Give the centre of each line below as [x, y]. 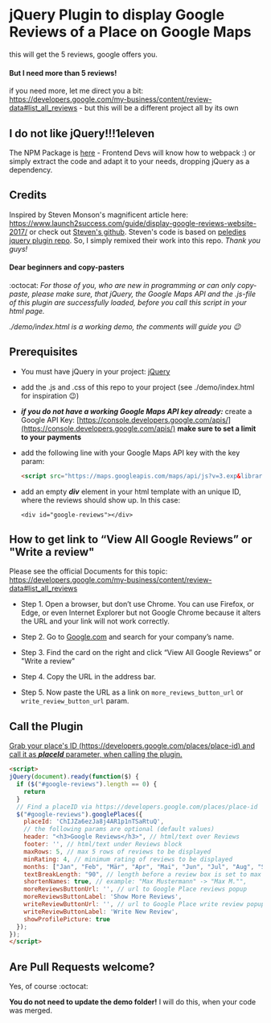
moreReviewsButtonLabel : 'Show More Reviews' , [103, 897]
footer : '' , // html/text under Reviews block [103, 845]
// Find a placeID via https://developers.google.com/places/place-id [137, 807]
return [35, 791]
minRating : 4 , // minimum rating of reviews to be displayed [128, 859]
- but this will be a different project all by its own [159, 108]
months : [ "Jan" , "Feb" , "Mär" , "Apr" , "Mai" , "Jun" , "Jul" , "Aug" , [139, 866]
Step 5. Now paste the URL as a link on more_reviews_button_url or [132, 692]
